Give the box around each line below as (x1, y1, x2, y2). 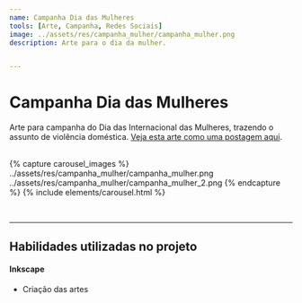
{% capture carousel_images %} (9, 159, 130, 169)
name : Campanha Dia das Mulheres (9, 13, 135, 22)
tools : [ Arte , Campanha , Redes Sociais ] (9, 22, 164, 30)
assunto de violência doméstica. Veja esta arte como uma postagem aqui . (9, 132, 283, 143)
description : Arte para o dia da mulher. (9, 38, 167, 48)
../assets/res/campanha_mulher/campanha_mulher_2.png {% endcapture (9, 177, 281, 188)
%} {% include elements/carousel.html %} (9, 187, 166, 198)
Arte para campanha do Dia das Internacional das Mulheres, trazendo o (9, 122, 274, 133)
